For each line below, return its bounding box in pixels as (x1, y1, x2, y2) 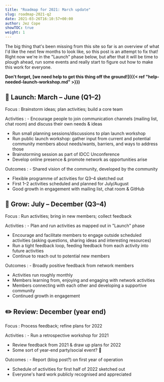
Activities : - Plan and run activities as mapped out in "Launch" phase (5, 223, 145, 229)
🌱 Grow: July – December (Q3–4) (5, 200, 107, 208)
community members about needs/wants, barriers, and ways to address (12, 141, 158, 147)
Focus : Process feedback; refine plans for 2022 (5, 323, 103, 329)
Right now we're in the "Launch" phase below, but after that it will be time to (5, 54, 158, 59)
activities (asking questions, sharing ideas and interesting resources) (12, 237, 151, 243)
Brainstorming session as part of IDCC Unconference (12, 151, 120, 157)
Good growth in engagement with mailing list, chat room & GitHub (12, 186, 144, 192)
